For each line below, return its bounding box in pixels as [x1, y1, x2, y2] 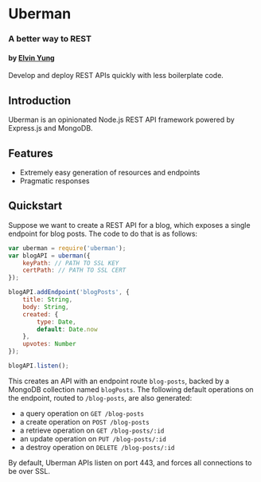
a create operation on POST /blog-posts [19, 417, 150, 426]
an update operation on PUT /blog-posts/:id [19, 433, 167, 443]
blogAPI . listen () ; [8, 362, 69, 370]
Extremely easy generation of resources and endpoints [19, 167, 201, 177]
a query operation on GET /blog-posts [19, 408, 145, 418]
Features [8, 147, 53, 160]
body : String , [22, 303, 69, 311]
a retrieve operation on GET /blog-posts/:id [19, 425, 165, 435]
